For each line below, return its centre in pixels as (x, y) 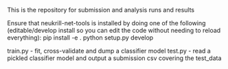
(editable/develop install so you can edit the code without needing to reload (114, 30)
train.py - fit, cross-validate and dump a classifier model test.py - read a (109, 51)
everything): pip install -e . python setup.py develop (80, 38)
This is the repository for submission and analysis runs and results (101, 10)
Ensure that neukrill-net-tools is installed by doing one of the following (106, 23)
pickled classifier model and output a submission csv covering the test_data (114, 58)
